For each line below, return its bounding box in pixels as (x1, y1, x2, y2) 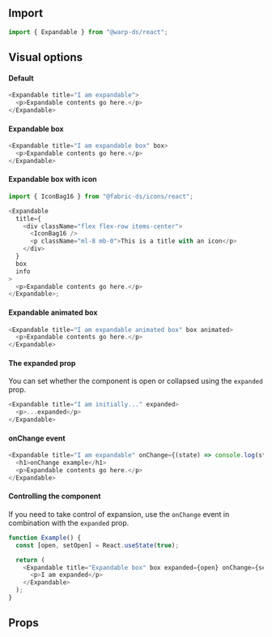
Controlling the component (8, 491, 101, 501)
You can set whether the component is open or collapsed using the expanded (8, 377, 263, 386)
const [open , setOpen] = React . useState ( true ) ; (15, 541, 180, 549)
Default (8, 73, 34, 83)
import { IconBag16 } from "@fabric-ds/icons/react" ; (8, 192, 194, 200)
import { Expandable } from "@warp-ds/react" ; (8, 28, 168, 36)
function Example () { (8, 533, 82, 542)
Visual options (8, 50, 83, 64)
